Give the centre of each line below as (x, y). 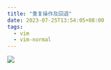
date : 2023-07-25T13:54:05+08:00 (56, 20)
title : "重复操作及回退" (39, 14)
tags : (15, 27)
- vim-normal (32, 40)
